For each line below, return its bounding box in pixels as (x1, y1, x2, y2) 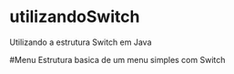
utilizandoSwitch (9, 6, 140, 27)
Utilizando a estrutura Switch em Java (9, 37, 152, 48)
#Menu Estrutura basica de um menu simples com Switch (9, 54, 226, 65)
